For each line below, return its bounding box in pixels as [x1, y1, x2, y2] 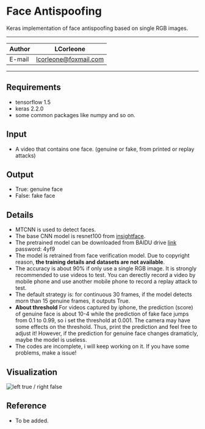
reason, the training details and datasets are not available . [15, 258, 165, 266]
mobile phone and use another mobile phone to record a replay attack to [15, 278, 198, 285]
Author [9, 45, 31, 53]
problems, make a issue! [15, 349, 77, 356]
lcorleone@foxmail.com [36, 55, 104, 63]
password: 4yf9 [15, 245, 56, 253]
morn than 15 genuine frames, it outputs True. [15, 297, 130, 305]
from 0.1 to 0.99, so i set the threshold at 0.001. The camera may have [15, 317, 190, 324]
